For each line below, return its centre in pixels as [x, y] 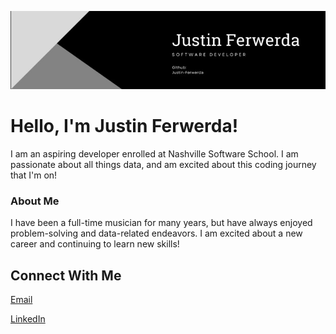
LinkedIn [28, 319]
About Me [35, 201]
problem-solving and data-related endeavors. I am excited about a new [156, 233]
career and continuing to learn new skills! [95, 244]
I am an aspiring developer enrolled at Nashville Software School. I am [154, 154]
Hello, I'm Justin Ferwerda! [124, 126]
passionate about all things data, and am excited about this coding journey [163, 165]
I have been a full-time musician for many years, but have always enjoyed [161, 223]
